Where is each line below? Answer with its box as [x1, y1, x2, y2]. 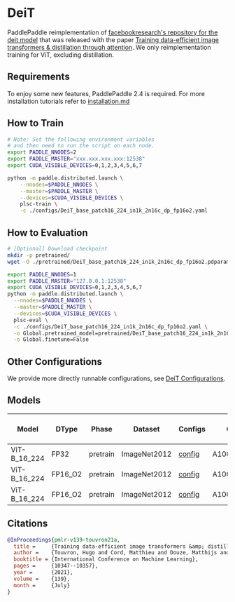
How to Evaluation [7, 227, 89, 239]
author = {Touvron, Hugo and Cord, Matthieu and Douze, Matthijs [13, 549, 218, 556]
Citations [7, 518, 48, 530]
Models [7, 394, 41, 406]
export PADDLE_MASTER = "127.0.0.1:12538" [7, 277, 127, 285]
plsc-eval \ [13, 316, 49, 323]
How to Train [7, 117, 64, 129]
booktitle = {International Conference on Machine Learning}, [13, 556, 199, 563]
